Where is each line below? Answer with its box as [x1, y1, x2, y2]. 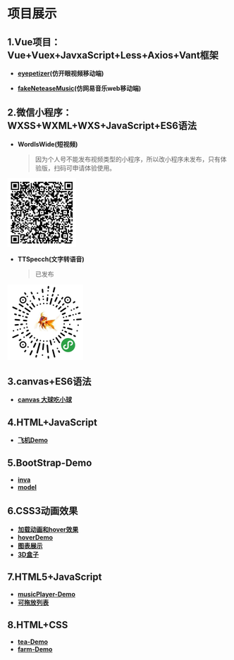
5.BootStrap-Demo [7, 456, 92, 468]
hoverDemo [17, 533, 54, 542]
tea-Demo [17, 637, 48, 646]
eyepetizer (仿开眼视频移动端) [17, 69, 104, 77]
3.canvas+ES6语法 [7, 375, 92, 387]
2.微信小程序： [7, 106, 73, 119]
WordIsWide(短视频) [17, 139, 78, 148]
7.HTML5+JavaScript [7, 571, 102, 583]
